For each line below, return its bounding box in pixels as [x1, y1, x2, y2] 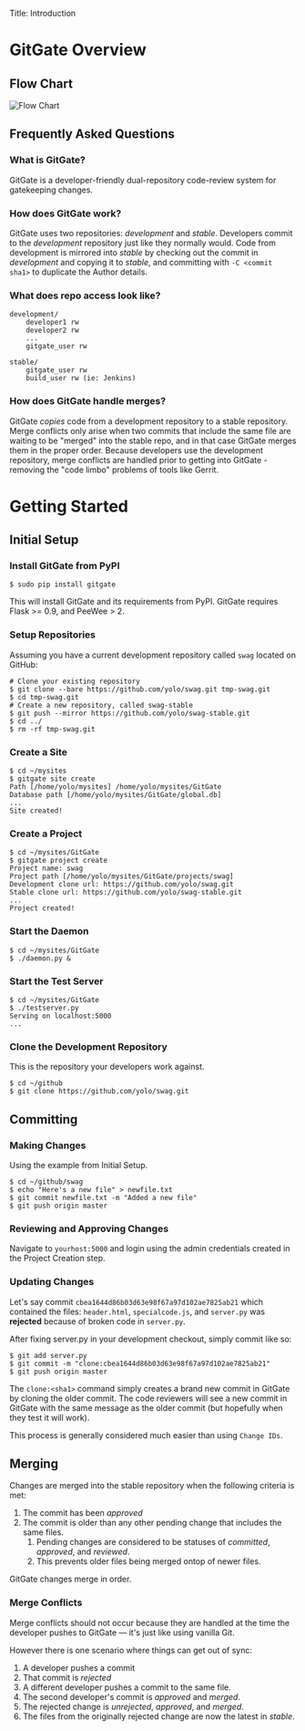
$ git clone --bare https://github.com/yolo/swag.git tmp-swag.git [9, 684, 271, 694]
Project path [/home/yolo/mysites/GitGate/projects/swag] [9, 872, 234, 881]
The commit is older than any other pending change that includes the [22, 1518, 282, 1529]
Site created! [9, 806, 64, 815]
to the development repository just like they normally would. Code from [9, 237, 276, 248]
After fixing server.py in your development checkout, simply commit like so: [9, 1333, 292, 1344]
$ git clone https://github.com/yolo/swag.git [9, 1087, 189, 1096]
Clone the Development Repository [9, 1040, 168, 1052]
